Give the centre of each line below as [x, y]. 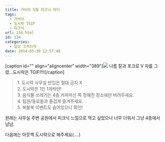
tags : [11, 14]
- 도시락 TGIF [22, 24]
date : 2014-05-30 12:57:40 [33, 51]
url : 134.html [20, 33]
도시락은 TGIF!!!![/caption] [39, 72]
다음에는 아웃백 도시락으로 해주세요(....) [43, 135]
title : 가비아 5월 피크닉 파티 [33, 10]
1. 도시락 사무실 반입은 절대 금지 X [50, 83]
